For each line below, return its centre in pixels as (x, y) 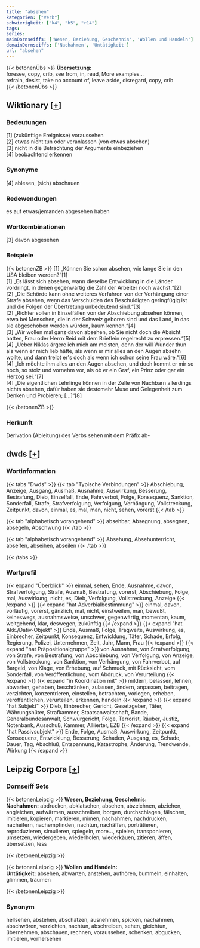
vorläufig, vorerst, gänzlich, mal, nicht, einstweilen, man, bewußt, (86, 610)
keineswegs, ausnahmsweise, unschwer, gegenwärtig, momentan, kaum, (96, 617)
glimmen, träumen (28, 879)
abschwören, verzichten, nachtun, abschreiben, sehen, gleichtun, (87, 926)
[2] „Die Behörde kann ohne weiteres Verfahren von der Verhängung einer (98, 294)
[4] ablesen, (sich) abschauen (43, 183)
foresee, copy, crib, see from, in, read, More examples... (75, 74)
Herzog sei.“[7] (25, 376)
